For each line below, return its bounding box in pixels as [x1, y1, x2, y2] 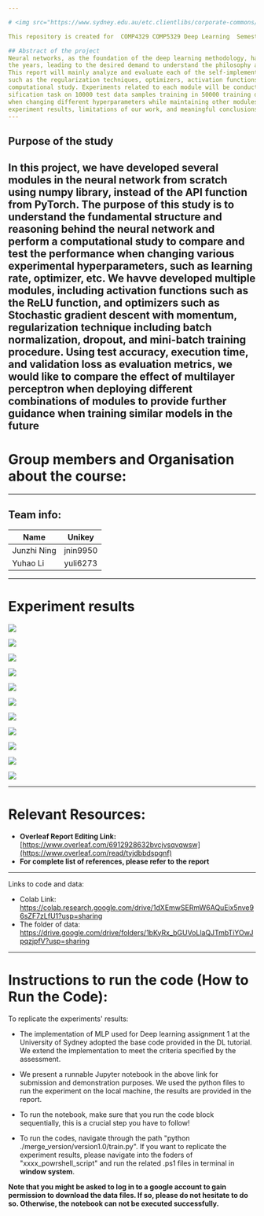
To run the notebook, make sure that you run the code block [19, 1110, 214, 1119]
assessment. [19, 1054, 61, 1063]
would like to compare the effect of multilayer [8, 370, 236, 384]
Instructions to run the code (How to [8, 971, 249, 989]
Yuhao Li [12, 558, 45, 569]
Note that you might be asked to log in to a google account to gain [8, 1181, 226, 1192]
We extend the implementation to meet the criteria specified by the [19, 1045, 236, 1055]
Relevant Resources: [8, 805, 146, 824]
